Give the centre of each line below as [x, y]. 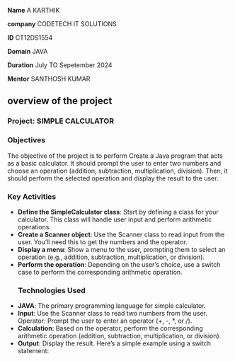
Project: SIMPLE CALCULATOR [61, 121]
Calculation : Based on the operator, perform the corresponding [110, 328]
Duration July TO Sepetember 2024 [60, 65]
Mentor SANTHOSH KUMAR [49, 79]
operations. [34, 227]
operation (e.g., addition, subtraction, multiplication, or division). [111, 257]
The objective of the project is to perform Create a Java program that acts [115, 156]
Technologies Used [52, 290]
